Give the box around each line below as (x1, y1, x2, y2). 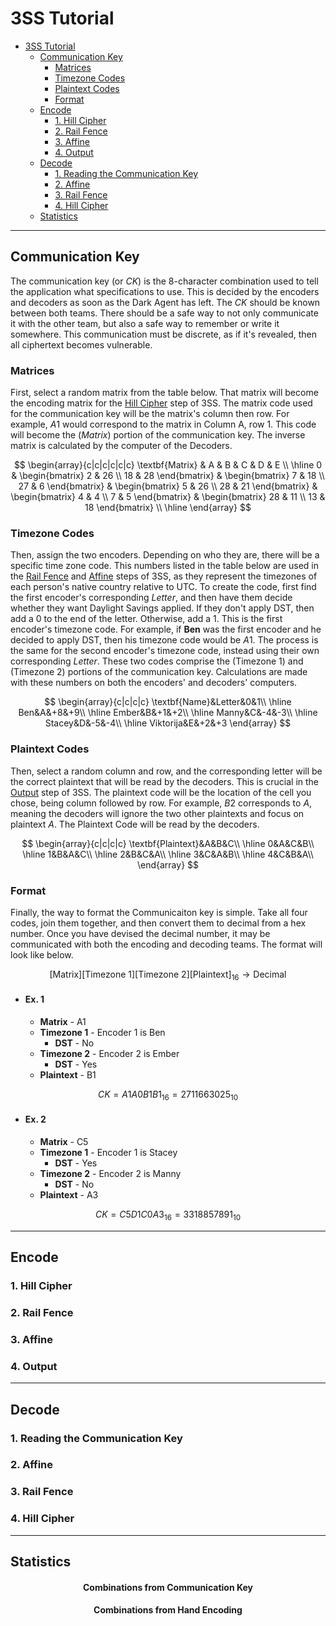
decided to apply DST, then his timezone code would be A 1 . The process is (10, 634, 319, 646)
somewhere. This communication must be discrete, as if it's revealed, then (10, 328, 317, 340)
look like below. (10, 948, 74, 961)
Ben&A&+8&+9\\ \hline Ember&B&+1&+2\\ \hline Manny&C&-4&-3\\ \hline (18, 707, 318, 719)
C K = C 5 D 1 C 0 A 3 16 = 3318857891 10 (94, 1208, 242, 1222)
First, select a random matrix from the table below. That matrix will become (10, 387, 319, 399)
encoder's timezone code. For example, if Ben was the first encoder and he (10, 623, 322, 636)
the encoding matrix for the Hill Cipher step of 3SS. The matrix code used (10, 397, 313, 409)
